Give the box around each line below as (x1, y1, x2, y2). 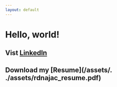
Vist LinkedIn (5, 48, 47, 57)
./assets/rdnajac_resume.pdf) (5, 73, 101, 82)
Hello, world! (5, 28, 60, 40)
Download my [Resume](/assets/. (5, 65, 112, 74)
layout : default (5, 7, 39, 12)
